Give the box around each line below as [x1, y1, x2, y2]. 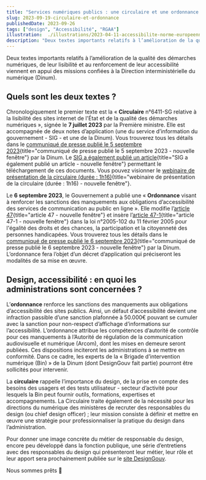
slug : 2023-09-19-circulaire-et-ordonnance [6, 15, 120, 21]
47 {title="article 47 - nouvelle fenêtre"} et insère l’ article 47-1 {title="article [6, 211, 194, 219]
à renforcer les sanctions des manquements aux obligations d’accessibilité [6, 198, 194, 206]
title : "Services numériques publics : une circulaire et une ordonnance [6, 9, 199, 15]
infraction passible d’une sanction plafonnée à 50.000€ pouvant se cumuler [6, 314, 198, 321]
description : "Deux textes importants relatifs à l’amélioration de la [6, 37, 193, 44]
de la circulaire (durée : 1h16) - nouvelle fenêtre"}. [6, 179, 132, 187]
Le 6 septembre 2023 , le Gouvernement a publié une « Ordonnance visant [6, 192, 197, 199]
